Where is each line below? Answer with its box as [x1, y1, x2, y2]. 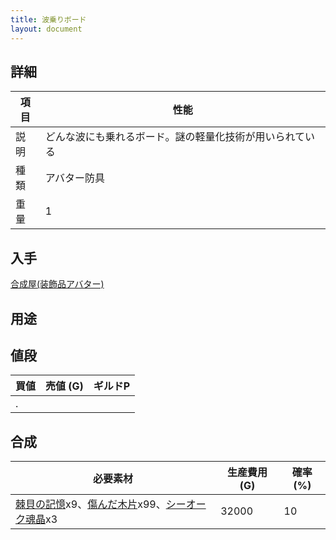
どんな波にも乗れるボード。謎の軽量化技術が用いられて [44, 130, 305, 144]
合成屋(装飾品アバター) [10, 278, 105, 290]
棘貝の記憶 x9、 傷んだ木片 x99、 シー [15, 497, 187, 511]
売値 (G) [45, 379, 84, 393]
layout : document [10, 24, 83, 34]
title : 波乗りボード [10, 14, 87, 25]
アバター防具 [44, 171, 106, 185]
